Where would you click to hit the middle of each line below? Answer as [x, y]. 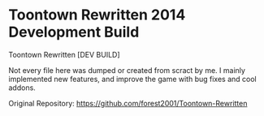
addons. [22, 88]
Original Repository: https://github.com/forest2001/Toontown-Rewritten [128, 103]
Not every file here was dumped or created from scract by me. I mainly [127, 70]
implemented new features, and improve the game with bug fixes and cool [133, 79]
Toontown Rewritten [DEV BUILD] [64, 54]
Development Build [74, 32]
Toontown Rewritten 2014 [97, 15]
